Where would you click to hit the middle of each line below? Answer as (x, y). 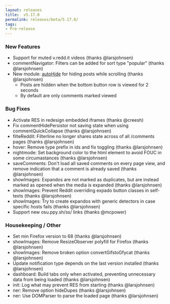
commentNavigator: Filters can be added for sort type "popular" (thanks (88, 63)
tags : (11, 24)
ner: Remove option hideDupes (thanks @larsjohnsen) (69, 290)
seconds (29, 90)
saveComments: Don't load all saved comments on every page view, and (89, 163)
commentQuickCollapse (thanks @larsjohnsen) (62, 131)
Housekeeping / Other (33, 225)
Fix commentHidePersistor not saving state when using (70, 125)
